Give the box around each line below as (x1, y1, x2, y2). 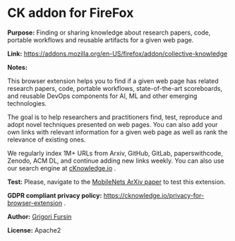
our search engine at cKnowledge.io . (7, 163, 116, 172)
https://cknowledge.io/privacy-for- (103, 191, 205, 199)
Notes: (7, 63, 28, 71)
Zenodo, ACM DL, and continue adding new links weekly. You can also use (7, 156, 224, 165)
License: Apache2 (7, 225, 61, 234)
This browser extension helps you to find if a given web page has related (7, 76, 219, 85)
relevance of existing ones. (7, 135, 86, 144)
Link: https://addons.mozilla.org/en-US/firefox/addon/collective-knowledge (7, 49, 228, 58)
